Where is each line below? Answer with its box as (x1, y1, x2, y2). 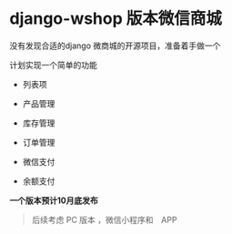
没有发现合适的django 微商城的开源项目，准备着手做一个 (9, 40, 221, 51)
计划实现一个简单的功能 (9, 59, 97, 70)
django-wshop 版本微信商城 (9, 8, 223, 29)
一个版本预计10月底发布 (9, 195, 98, 206)
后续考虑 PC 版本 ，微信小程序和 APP (31, 214, 177, 225)
